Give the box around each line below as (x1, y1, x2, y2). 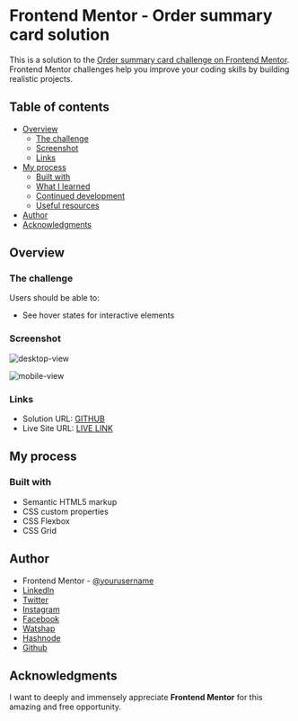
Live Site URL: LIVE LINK (22, 423, 114, 434)
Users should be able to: (9, 293, 101, 303)
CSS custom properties (22, 506, 110, 517)
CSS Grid (22, 525, 57, 536)
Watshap (22, 623, 56, 634)
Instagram (22, 604, 60, 615)
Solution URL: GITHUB (22, 413, 105, 424)
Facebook (22, 613, 60, 624)
